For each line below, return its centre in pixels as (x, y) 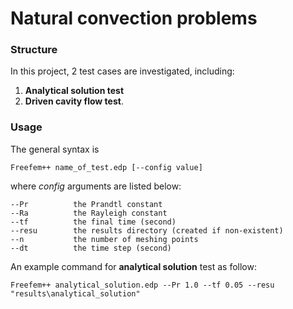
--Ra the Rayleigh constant (89, 213)
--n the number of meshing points (104, 239)
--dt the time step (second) (91, 248)
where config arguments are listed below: (96, 186)
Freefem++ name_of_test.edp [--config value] (106, 167)
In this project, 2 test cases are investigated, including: (122, 71)
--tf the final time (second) (93, 222)
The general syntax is (55, 149)
